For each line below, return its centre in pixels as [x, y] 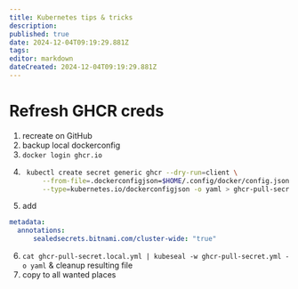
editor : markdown [41, 59]
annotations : [41, 231]
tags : [19, 51]
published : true [39, 34]
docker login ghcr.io [62, 155]
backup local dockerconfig [71, 145]
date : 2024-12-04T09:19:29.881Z [69, 42]
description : [33, 26]
